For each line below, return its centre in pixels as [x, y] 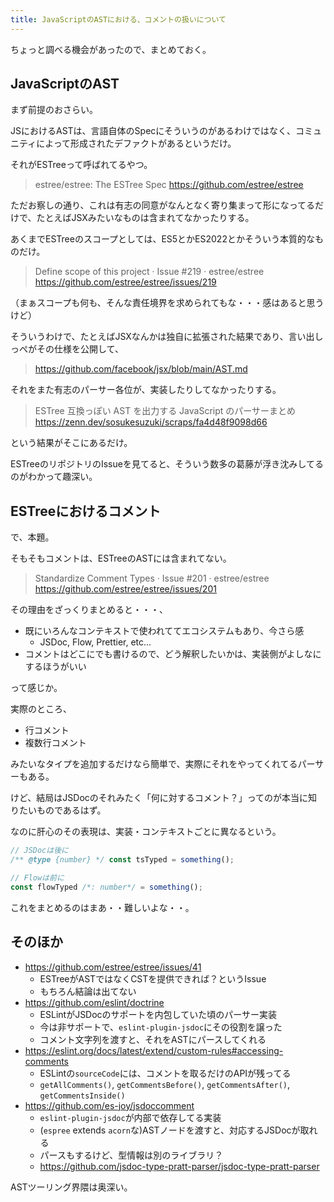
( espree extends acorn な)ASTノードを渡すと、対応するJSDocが [170, 1130]
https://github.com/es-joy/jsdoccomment [109, 1105]
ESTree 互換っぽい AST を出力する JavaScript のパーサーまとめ [165, 411]
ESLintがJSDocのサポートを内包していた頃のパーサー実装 [158, 1014]
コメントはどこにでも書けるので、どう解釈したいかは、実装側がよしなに [173, 654]
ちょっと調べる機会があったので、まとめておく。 [111, 49]
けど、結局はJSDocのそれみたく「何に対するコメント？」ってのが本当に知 [164, 798]
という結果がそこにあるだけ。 [71, 443]
